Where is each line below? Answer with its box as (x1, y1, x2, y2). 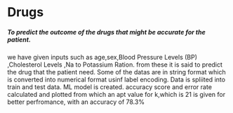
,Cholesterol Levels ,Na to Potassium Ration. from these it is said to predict (7, 60, 223, 69)
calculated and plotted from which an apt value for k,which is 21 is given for (7, 91, 226, 99)
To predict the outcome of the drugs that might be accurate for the (7, 27, 206, 36)
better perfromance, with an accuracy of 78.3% (7, 98, 145, 106)
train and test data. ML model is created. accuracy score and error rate (7, 83, 213, 91)
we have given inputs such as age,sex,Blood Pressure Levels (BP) (7, 53, 198, 62)
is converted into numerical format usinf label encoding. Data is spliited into (7, 75, 226, 84)
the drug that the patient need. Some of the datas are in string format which (7, 68, 226, 77)
